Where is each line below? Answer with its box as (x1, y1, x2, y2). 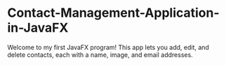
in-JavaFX (7, 20, 69, 36)
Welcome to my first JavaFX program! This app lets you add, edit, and (7, 43, 209, 51)
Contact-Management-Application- (7, 5, 220, 21)
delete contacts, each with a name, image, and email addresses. (7, 51, 193, 59)
